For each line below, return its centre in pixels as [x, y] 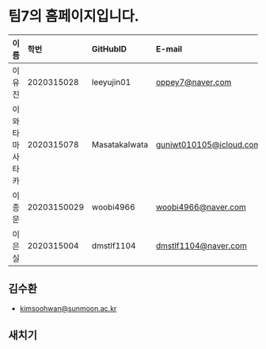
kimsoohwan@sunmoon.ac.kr [68, 308]
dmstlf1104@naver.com [201, 245]
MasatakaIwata [120, 144]
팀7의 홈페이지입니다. [74, 16]
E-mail [169, 48]
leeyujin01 [111, 82]
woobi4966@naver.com [201, 207]
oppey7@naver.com [194, 82]
